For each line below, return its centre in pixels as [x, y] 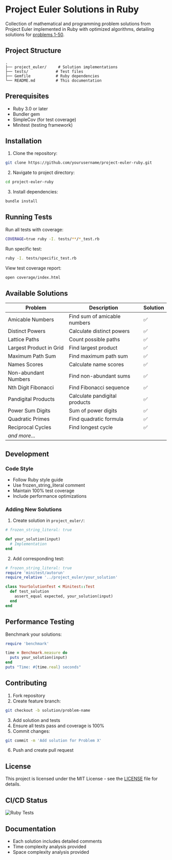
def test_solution [30, 592]
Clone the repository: [35, 153]
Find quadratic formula [96, 419]
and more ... [21, 436]
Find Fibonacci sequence [99, 387]
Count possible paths [94, 340]
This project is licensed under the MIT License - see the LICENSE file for [81, 779]
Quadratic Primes [29, 419]
